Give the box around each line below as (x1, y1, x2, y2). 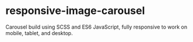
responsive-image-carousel (5, 4, 145, 17)
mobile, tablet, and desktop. (5, 29, 73, 36)
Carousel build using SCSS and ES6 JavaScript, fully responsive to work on (5, 23, 188, 30)
